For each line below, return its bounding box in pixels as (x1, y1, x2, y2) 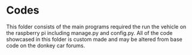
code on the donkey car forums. (6, 42, 86, 49)
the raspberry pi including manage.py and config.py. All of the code (6, 29, 173, 36)
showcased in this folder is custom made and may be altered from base (6, 35, 182, 43)
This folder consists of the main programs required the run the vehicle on (6, 23, 187, 30)
